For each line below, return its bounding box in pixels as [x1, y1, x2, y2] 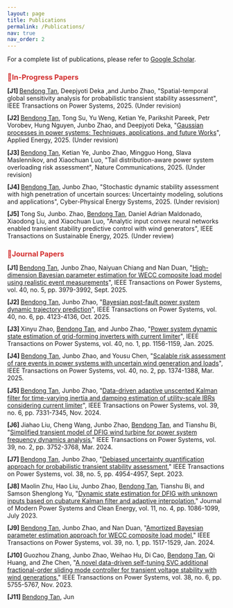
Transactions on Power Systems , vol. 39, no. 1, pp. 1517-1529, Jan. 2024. [7, 539, 215, 547]
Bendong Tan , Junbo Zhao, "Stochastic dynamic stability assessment [20, 182, 219, 191]
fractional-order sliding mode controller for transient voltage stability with [7, 566, 217, 574]
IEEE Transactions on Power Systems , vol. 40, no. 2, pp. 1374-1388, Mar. [7, 366, 214, 375]
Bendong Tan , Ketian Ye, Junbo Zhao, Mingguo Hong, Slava [20, 148, 192, 156]
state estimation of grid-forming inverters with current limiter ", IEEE [7, 332, 199, 340]
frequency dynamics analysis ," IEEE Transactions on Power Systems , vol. [7, 435, 216, 443]
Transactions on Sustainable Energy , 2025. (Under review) [7, 231, 175, 240]
